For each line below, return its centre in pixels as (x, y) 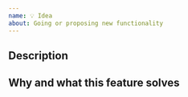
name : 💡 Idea (31, 16)
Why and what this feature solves (94, 83)
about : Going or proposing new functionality (86, 23)
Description (38, 56)
